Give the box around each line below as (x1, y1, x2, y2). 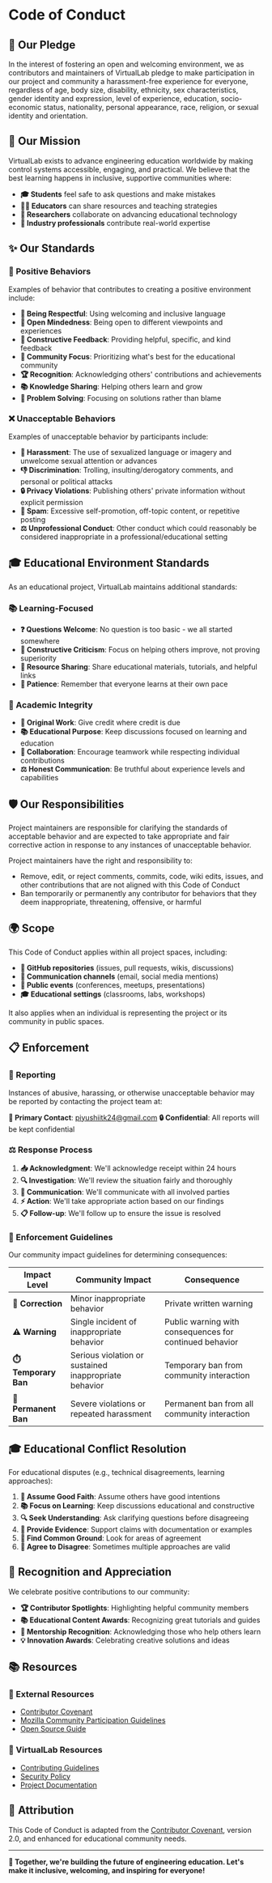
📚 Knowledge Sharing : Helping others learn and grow (19, 381, 203, 391)
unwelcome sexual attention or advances (19, 456, 158, 465)
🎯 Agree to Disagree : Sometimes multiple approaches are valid (19, 1541, 231, 1551)
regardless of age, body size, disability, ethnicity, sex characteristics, (8, 85, 239, 95)
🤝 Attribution (8, 1804, 74, 1817)
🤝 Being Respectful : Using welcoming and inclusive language (19, 308, 226, 318)
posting (19, 514, 46, 524)
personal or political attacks (19, 476, 113, 487)
